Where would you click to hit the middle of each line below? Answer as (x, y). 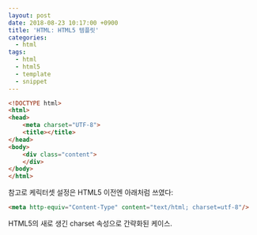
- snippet (31, 81)
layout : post (30, 15)
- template (33, 74)
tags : (17, 52)
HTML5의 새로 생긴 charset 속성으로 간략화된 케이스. (90, 223)
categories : (28, 37)
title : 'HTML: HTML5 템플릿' (54, 30)
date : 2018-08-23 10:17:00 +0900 (63, 23)
